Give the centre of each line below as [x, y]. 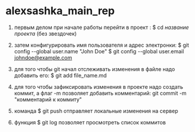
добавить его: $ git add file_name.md [60, 75]
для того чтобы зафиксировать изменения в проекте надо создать [98, 86]
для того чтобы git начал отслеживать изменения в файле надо [95, 69]
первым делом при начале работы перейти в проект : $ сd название [101, 27]
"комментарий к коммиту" [48, 99]
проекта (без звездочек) [45, 33]
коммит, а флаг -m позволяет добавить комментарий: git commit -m [100, 93]
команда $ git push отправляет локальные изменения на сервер [96, 111]
